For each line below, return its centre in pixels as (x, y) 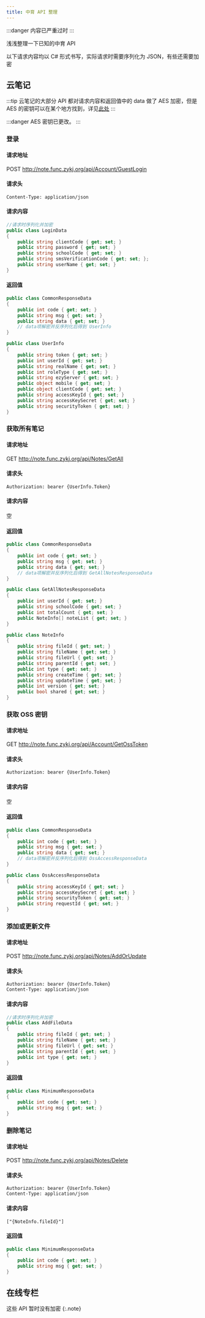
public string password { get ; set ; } (67, 248)
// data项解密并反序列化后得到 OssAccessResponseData (82, 859)
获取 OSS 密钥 (27, 714)
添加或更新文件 (28, 926)
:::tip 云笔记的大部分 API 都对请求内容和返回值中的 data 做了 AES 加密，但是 (102, 101)
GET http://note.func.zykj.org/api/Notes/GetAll (65, 459)
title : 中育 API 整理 (32, 12)
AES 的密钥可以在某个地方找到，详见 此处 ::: (61, 109)
